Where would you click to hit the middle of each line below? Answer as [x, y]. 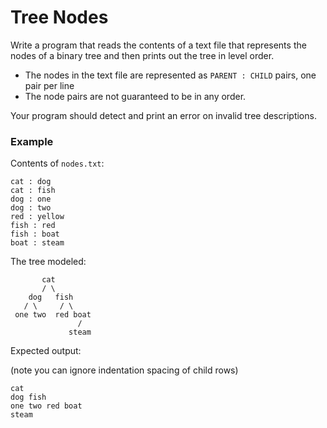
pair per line [49, 85]
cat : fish [33, 191]
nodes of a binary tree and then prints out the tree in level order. [142, 55]
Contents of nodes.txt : [57, 163]
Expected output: [46, 351]
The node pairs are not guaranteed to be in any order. [135, 96]
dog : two [31, 208]
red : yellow [37, 217]
